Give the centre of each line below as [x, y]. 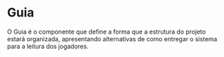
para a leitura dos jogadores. [48, 46]
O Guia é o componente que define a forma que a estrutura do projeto [106, 32]
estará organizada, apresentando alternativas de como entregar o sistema [112, 38]
